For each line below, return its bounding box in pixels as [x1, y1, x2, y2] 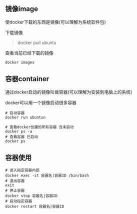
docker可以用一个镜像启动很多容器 [5, 99, 76, 105]
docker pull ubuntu [17, 39, 56, 45]
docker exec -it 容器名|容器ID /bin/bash [5, 173, 89, 178]
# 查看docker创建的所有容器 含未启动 [5, 124, 74, 129]
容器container [5, 74, 49, 83]
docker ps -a [5, 129, 32, 134]
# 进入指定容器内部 [5, 168, 40, 173]
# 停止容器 [5, 188, 25, 193]
